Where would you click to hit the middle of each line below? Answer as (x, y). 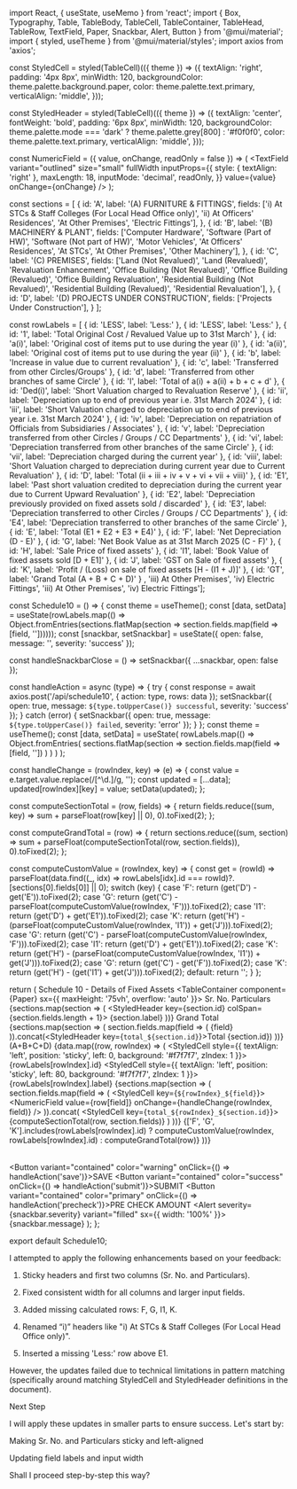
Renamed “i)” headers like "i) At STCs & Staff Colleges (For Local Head (151, 1327)
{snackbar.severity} (45, 1214)
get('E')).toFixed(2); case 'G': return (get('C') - (94, 897)
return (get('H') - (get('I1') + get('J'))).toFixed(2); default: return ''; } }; (135, 972)
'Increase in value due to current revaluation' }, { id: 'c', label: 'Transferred (144, 362)
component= (262, 989)
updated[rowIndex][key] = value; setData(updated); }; (107, 789)
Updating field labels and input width (76, 1458)
